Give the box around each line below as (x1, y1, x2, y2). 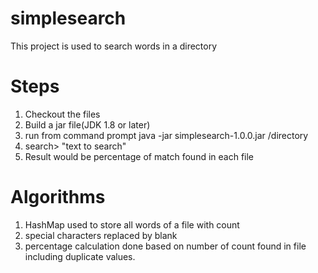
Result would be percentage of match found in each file (24, 150, 255, 162)
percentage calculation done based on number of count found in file (24, 240, 307, 252)
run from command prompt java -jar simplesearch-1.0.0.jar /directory (24, 129, 309, 141)
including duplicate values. (24, 250, 136, 262)
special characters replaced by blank (24, 229, 178, 241)
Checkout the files (24, 108, 101, 120)
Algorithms (10, 186, 106, 209)
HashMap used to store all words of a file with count (24, 218, 240, 231)
